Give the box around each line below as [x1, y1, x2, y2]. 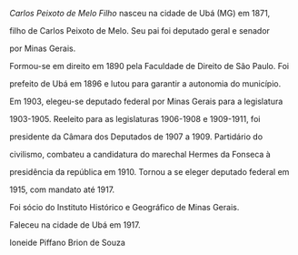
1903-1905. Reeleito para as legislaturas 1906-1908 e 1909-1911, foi [9, 114, 261, 124]
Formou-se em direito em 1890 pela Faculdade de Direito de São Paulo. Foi [9, 61, 289, 71]
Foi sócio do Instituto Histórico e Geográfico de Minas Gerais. [9, 202, 240, 212]
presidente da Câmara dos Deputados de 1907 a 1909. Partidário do [9, 131, 263, 142]
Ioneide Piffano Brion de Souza [9, 237, 125, 248]
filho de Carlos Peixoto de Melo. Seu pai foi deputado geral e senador [9, 25, 271, 36]
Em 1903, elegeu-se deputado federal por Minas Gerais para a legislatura [9, 96, 283, 107]
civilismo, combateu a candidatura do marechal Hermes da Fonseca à [9, 149, 271, 159]
